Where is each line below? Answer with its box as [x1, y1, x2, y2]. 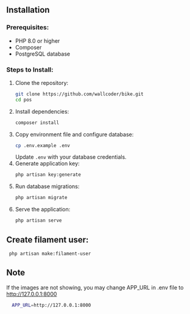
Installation [6, 5, 50, 15]
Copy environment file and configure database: [15, 131, 134, 138]
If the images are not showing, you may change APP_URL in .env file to [6, 283, 184, 291]
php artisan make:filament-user [9, 250, 91, 257]
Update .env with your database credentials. [15, 153, 127, 161]
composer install [15, 119, 60, 126]
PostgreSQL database [15, 50, 71, 57]
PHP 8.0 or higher [15, 37, 60, 45]
